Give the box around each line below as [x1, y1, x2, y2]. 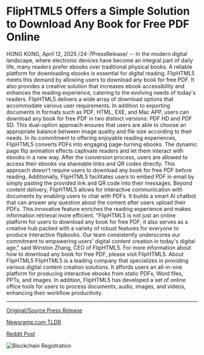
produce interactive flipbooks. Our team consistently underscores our [6, 231, 181, 238]
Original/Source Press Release [6, 306, 83, 314]
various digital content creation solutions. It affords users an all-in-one [6, 263, 183, 271]
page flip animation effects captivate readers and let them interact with [6, 147, 184, 154]
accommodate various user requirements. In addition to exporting [6, 102, 171, 109]
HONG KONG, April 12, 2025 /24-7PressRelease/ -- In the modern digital [6, 50, 188, 57]
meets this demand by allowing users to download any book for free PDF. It [6, 76, 194, 83]
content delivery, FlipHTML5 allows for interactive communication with [6, 185, 183, 193]
